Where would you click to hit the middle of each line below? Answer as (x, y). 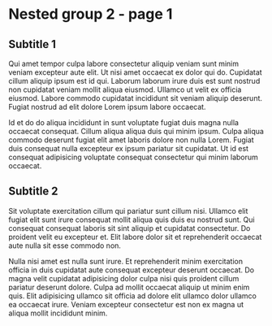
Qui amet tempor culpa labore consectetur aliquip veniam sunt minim (124, 63)
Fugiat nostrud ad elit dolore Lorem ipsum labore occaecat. (107, 107)
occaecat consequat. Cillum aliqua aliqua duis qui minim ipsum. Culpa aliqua (136, 131)
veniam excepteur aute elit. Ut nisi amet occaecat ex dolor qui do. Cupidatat (135, 72)
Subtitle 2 (33, 191)
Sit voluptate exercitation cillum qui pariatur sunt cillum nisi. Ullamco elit (128, 211)
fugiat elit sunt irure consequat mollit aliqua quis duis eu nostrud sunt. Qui (132, 220)
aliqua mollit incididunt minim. (58, 313)
